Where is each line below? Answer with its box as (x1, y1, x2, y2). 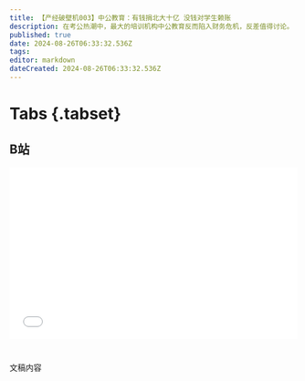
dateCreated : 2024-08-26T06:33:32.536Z (9, 65, 162, 74)
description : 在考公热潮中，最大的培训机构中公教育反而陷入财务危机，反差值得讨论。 (9, 22, 294, 31)
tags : (9, 47, 30, 57)
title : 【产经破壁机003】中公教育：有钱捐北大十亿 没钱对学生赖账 (9, 13, 231, 23)
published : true (9, 30, 71, 39)
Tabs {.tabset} (9, 104, 121, 124)
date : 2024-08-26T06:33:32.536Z (9, 38, 132, 48)
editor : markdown (9, 56, 76, 65)
